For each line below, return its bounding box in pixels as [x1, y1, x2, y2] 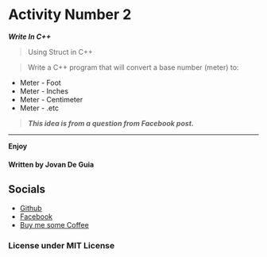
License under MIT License [8, 240, 115, 251]
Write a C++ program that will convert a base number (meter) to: [27, 62, 239, 72]
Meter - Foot [19, 78, 61, 87]
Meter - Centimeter [19, 94, 83, 104]
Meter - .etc [19, 103, 60, 113]
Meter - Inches [19, 86, 69, 96]
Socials [8, 182, 46, 196]
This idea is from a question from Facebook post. [27, 118, 195, 128]
